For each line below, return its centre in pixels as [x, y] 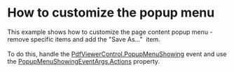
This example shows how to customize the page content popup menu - [110, 32]
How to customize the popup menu [111, 13]
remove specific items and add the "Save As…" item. [84, 39]
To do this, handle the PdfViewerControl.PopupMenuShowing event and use [117, 54]
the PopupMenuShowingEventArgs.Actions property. [83, 61]
